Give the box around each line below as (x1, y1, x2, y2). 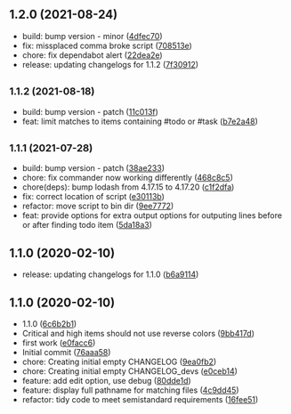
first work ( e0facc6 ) (21, 337, 96, 348)
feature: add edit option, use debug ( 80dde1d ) (21, 376, 191, 386)
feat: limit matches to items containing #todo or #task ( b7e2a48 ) (21, 116, 258, 126)
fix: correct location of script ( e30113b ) (21, 191, 165, 202)
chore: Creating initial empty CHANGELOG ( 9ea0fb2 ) (21, 356, 217, 368)
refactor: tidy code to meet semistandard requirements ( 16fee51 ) (21, 394, 259, 405)
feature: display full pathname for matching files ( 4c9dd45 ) (21, 385, 239, 395)
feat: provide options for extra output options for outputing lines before (21, 210, 283, 221)
